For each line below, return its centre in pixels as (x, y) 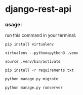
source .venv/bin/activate (33, 62)
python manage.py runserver (34, 88)
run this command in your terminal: (41, 35)
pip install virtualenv (30, 45)
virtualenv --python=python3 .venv (42, 53)
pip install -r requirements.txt (40, 70)
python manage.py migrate (32, 79)
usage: (14, 25)
